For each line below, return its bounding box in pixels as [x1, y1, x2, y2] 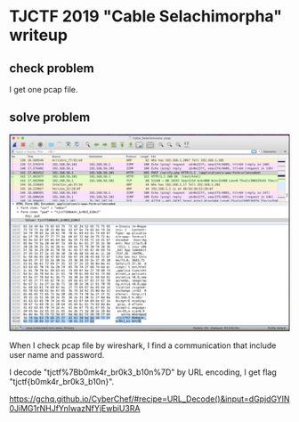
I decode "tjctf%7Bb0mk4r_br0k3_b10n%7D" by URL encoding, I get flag [9, 367, 278, 377]
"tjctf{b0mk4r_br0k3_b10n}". [9, 377, 115, 387]
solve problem [9, 110, 91, 126]
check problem [9, 61, 95, 76]
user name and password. [9, 350, 105, 361]
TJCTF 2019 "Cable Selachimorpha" [9, 6, 283, 27]
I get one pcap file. [9, 85, 78, 94]
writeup [9, 25, 69, 45]
